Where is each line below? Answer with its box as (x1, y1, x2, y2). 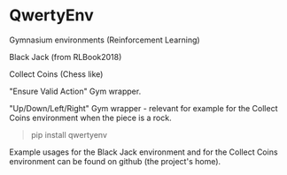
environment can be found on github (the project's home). (9, 156, 221, 166)
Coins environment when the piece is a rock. (9, 112, 172, 123)
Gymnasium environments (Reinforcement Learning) (9, 34, 201, 45)
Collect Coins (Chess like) (9, 68, 104, 80)
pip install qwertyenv (30, 129, 108, 140)
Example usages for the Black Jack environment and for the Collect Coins (9, 147, 278, 157)
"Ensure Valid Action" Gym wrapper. (9, 86, 142, 96)
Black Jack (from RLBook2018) (9, 51, 122, 62)
